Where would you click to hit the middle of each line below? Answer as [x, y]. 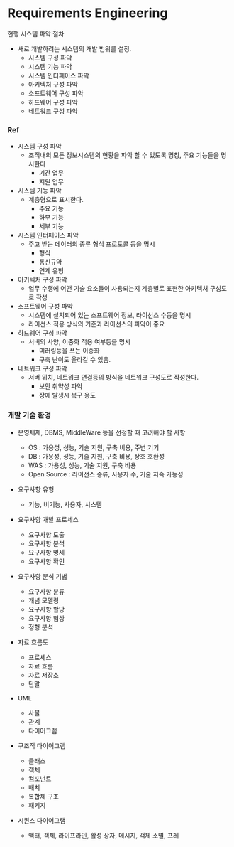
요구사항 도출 [46, 534]
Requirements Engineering [88, 13]
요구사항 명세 [46, 552]
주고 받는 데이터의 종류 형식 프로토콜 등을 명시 [91, 244]
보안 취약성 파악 [61, 386]
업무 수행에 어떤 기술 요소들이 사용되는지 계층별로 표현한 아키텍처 [118, 289]
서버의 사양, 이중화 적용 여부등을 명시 [79, 342]
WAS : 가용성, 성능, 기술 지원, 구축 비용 [82, 465]
